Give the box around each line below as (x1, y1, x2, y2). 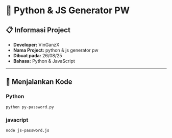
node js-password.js (6, 128, 50, 133)
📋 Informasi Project (6, 26, 71, 34)
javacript (6, 116, 29, 123)
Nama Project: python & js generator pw (13, 47, 99, 53)
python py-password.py (6, 104, 54, 109)
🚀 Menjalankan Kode (6, 78, 73, 86)
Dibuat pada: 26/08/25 (13, 53, 63, 58)
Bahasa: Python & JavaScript (13, 58, 76, 64)
